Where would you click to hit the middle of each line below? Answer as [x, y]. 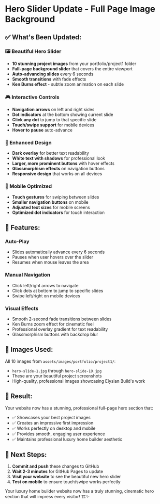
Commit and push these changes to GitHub [56, 466]
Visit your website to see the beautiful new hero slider [66, 477]
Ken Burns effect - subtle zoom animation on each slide [68, 84]
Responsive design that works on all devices [57, 174]
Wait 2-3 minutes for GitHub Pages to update [58, 471]
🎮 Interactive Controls [32, 97]
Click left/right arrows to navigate [45, 285]
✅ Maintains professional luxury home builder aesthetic [67, 439]
